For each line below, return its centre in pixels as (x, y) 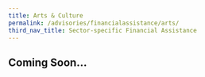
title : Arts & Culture (46, 15)
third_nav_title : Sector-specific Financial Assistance (102, 30)
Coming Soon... (48, 62)
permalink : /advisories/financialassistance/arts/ (94, 23)
